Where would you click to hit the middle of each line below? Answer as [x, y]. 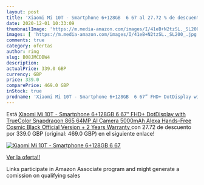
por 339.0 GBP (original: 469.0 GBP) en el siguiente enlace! [80, 133]
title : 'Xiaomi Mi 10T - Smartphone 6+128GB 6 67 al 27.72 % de [90, 18]
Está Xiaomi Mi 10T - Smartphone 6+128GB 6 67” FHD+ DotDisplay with [96, 114]
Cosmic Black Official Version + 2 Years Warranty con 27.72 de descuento [99, 127]
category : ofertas [29, 46]
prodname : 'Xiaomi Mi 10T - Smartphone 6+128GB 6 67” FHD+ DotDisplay [99, 97]
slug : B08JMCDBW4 [28, 57]
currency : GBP [24, 74]
